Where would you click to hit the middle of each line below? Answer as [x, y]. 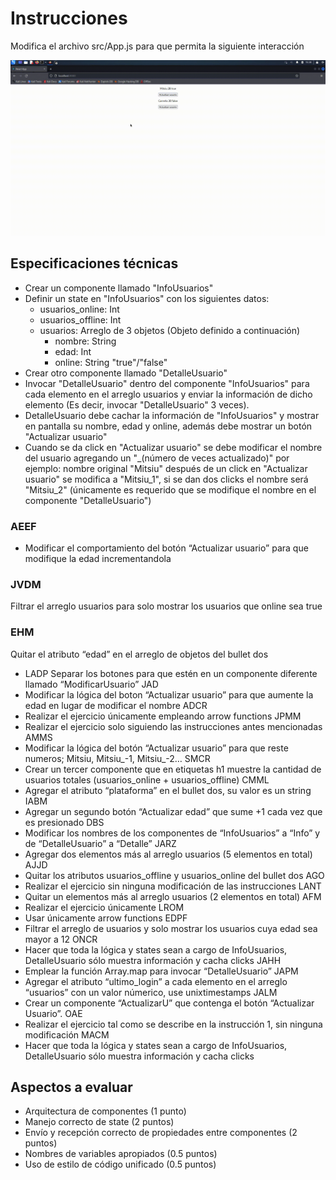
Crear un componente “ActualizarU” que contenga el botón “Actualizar [169, 1003]
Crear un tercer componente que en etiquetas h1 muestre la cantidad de [173, 769]
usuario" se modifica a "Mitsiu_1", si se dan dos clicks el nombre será [166, 479]
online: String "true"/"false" [111, 362]
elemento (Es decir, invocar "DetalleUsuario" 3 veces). [137, 404]
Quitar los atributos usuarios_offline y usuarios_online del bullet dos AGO [174, 875]
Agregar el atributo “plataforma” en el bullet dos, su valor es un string [168, 790]
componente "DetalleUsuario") [88, 500]
